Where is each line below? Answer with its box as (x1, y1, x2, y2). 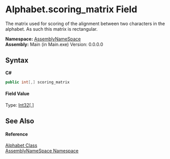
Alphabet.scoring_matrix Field (5, 4, 137, 15)
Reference (5, 131, 28, 137)
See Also (5, 117, 34, 126)
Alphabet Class (5, 142, 37, 149)
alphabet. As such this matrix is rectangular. (5, 26, 98, 32)
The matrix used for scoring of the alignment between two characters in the (5, 20, 165, 27)
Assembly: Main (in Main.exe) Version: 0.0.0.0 (5, 41, 103, 47)
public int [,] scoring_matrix (5, 79, 70, 85)
